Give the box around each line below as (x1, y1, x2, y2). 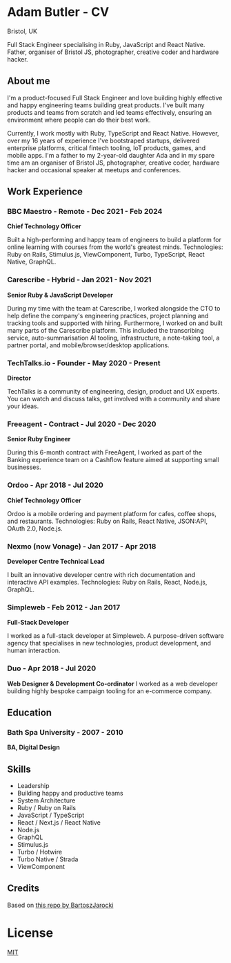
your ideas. (7, 402, 39, 410)
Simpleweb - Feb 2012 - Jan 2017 (7, 603, 121, 612)
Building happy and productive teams (17, 789, 124, 798)
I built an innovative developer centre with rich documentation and (7, 570, 195, 578)
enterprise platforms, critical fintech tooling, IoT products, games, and (7, 143, 205, 152)
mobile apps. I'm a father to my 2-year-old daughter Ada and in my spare (7, 151, 215, 159)
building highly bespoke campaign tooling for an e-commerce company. (7, 686, 212, 695)
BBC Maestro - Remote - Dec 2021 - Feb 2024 (7, 207, 163, 217)
